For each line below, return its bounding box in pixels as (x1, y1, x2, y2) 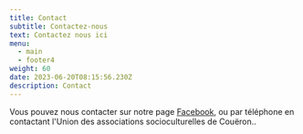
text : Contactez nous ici (9, 30, 108, 39)
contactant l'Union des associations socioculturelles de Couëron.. (9, 116, 257, 127)
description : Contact (9, 81, 92, 90)
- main (17, 47, 43, 57)
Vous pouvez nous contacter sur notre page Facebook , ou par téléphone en (9, 106, 295, 117)
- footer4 (17, 56, 55, 65)
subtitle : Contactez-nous (9, 22, 108, 31)
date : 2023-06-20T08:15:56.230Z (9, 73, 132, 82)
